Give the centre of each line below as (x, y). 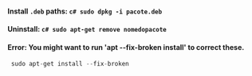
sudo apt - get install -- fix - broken (70, 64)
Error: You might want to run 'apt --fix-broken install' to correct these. (126, 47)
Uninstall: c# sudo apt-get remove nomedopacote (87, 29)
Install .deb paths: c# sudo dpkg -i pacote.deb (85, 11)
